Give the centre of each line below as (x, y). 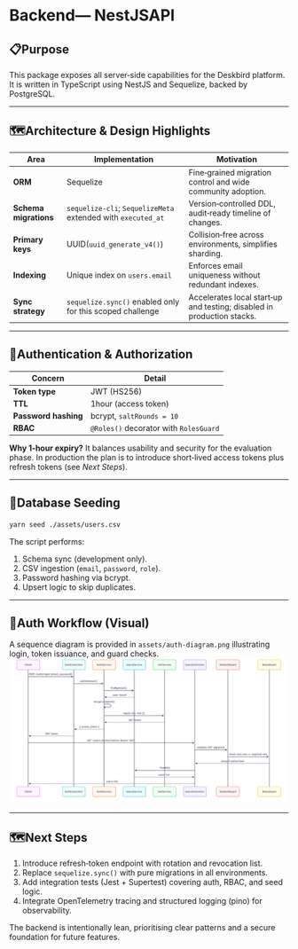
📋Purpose (39, 49)
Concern (48, 379)
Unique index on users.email (119, 275)
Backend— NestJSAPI (92, 16)
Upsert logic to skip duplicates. (79, 587)
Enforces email (216, 266)
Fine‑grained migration (230, 172)
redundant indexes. (223, 285)
